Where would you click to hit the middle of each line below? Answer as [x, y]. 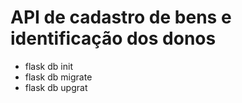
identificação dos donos [113, 38]
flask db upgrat [56, 87]
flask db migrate [58, 77]
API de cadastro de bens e [121, 17]
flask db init [48, 66]
